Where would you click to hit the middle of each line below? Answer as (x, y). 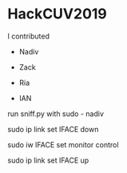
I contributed (28, 36)
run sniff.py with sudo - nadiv (56, 114)
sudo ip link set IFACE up (48, 160)
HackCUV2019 (57, 14)
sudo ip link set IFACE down (53, 129)
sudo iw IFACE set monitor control (63, 144)
